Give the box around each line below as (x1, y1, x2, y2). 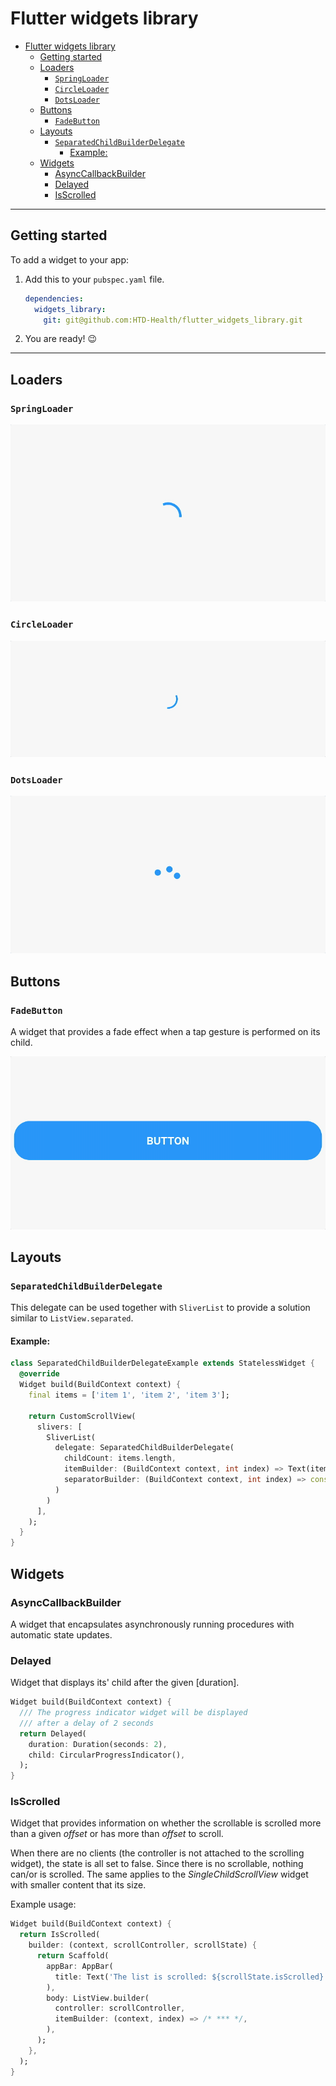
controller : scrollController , (54, 2003, 186, 2014)
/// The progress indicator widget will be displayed (19, 1708, 248, 1718)
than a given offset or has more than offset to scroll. (10, 1828, 224, 1840)
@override (19, 1369, 60, 1379)
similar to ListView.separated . (10, 1312, 134, 1324)
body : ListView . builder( (46, 1993, 150, 2003)
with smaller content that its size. (10, 1879, 147, 1891)
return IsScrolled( (19, 1930, 101, 1940)
